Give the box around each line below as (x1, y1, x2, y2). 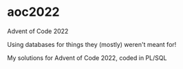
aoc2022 (7, 4, 60, 20)
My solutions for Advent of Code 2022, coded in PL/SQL (7, 53, 167, 62)
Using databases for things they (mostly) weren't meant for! (7, 40, 177, 48)
